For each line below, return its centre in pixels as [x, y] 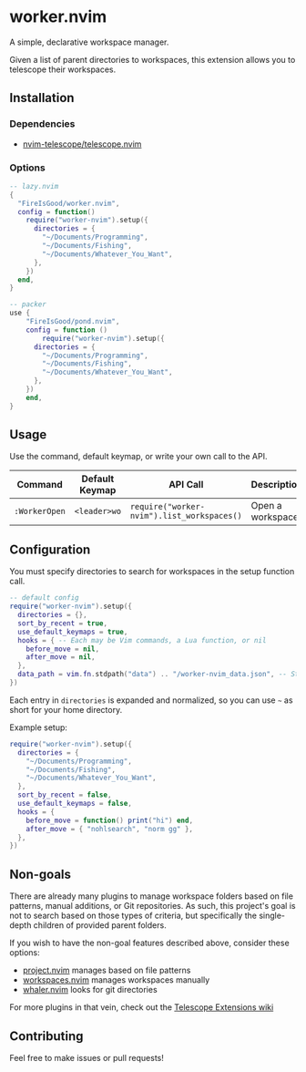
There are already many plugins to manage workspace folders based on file [152, 896]
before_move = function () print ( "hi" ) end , [110, 820]
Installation [42, 98]
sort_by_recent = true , [62, 623]
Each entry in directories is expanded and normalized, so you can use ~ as [151, 700]
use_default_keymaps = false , [75, 804]
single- [272, 916]
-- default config [44, 598]
